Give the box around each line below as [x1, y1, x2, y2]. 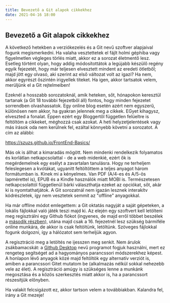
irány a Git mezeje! [5, 292, 45, 298]
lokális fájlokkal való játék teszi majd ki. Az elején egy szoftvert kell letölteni [5, 208, 163, 214]
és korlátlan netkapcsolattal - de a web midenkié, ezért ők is [5, 155, 131, 161]
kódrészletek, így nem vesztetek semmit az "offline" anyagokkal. [5, 192, 141, 198]
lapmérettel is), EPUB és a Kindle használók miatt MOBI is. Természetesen [5, 176, 160, 183]
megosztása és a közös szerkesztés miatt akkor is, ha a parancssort [5, 272, 148, 278]
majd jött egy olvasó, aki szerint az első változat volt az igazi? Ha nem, [5, 72, 153, 78]
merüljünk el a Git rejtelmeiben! [5, 82, 71, 88]
